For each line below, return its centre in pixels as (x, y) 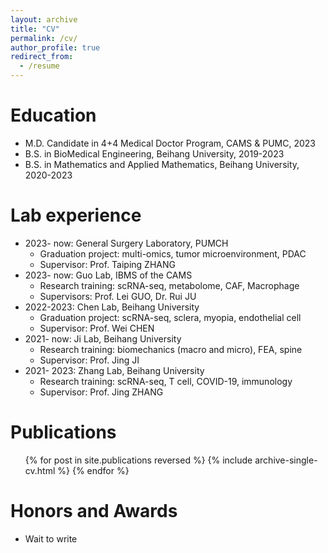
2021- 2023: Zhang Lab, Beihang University (114, 370)
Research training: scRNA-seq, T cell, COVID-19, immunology (166, 381)
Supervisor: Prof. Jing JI (89, 360)
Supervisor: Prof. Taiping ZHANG (107, 264)
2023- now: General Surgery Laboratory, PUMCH (126, 243)
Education (53, 115)
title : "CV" (35, 29)
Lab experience (76, 215)
